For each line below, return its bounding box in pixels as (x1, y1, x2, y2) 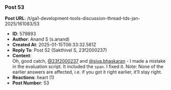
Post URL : (5, 15, 26, 22)
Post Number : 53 (12, 80, 49, 86)
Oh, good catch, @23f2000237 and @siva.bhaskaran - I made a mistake (12, 58, 166, 64)
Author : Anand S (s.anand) (12, 36, 70, 42)
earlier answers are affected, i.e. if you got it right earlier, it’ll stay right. (12, 69, 162, 75)
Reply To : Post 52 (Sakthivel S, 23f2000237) (12, 47, 107, 53)
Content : (12, 52, 32, 59)
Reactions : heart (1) (12, 75, 55, 81)
